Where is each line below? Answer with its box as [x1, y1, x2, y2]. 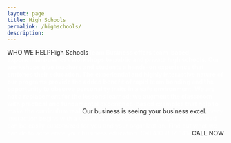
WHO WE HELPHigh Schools [7, 48, 89, 57]
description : [7, 29, 45, 37]
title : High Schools [7, 17, 67, 23]
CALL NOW [192, 129, 224, 137]
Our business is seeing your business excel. [82, 107, 207, 115]
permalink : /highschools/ [7, 23, 81, 30]
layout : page [7, 10, 45, 17]
